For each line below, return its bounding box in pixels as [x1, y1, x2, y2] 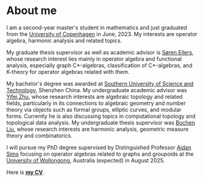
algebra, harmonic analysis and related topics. [6, 37, 122, 44]
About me [6, 4, 57, 18]
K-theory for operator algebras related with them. [6, 68, 130, 75]
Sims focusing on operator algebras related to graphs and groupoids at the [6, 150, 194, 158]
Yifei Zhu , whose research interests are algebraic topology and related [6, 93, 183, 100]
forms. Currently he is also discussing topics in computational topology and [6, 112, 196, 120]
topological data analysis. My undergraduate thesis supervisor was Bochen [6, 118, 195, 126]
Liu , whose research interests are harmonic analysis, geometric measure [6, 125, 189, 133]
